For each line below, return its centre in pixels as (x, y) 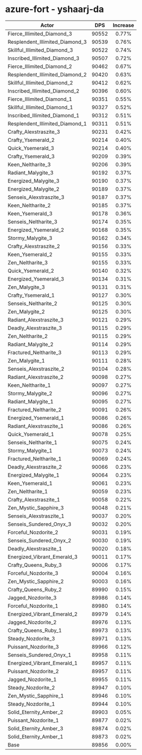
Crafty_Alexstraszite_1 (34, 499)
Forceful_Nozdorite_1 (33, 606)
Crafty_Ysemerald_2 (31, 140)
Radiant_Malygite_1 (31, 401)
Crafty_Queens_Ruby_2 (35, 590)
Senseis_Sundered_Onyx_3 (39, 524)
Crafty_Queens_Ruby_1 (35, 630)
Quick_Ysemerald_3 (31, 148)
